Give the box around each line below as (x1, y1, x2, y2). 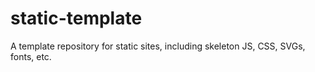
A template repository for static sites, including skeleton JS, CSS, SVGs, (10, 40, 306, 52)
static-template (10, 7, 143, 30)
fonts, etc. (10, 50, 52, 62)
